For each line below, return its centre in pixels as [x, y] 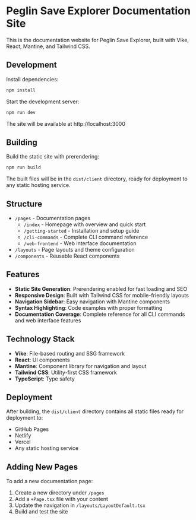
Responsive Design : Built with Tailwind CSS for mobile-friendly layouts [102, 295]
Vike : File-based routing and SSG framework [70, 353]
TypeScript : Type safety [45, 379]
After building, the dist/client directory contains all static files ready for [95, 411]
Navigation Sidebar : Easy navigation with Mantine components [92, 302]
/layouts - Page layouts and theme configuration [75, 250]
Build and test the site [41, 512]
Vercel [23, 442]
